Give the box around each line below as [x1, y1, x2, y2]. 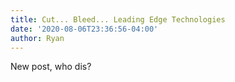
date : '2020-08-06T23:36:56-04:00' [10, 24, 159, 34]
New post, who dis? [10, 61, 92, 73]
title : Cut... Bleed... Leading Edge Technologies [10, 14, 226, 25]
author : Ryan [10, 33, 65, 43]
